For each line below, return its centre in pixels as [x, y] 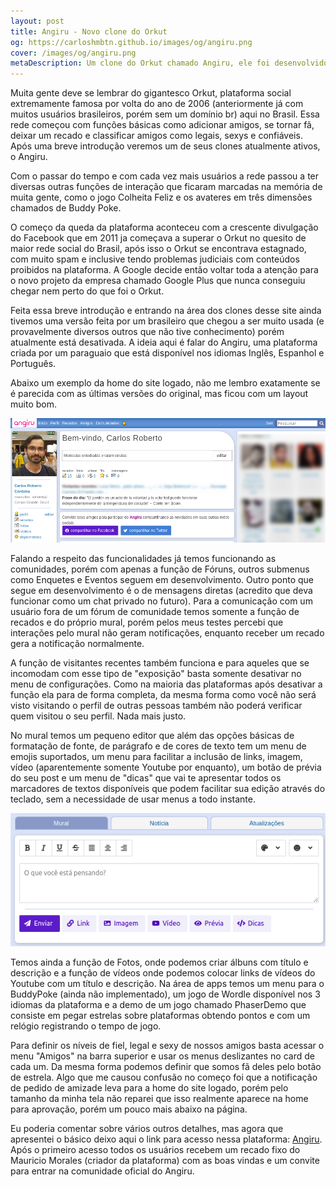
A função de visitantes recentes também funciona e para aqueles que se [160, 662]
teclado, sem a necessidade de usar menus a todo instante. [133, 799]
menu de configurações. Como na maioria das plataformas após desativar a [166, 684]
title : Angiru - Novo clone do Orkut [89, 31]
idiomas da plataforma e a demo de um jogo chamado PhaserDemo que [158, 1004]
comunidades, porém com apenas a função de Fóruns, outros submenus [160, 569]
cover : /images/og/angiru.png [73, 53]
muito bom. [33, 404]
